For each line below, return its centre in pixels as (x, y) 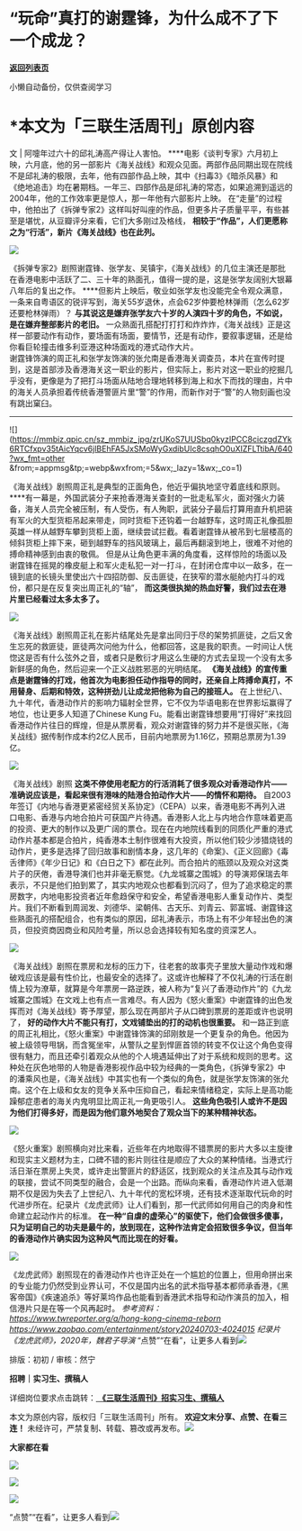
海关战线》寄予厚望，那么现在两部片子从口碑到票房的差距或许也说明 (166, 1010)
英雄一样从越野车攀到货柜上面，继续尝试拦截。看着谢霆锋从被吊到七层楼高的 (151, 531)
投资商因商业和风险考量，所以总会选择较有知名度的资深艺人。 (147, 929)
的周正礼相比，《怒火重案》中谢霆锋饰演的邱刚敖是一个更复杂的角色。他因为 (149, 1033)
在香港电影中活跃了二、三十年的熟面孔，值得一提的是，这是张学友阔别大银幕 (151, 279)
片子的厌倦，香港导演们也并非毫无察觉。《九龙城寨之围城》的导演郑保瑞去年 (149, 874)
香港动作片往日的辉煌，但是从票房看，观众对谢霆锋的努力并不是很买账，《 (145, 725)
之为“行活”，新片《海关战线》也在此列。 (84, 231)
